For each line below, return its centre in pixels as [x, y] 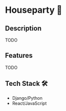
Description [23, 28]
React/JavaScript [29, 103]
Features [19, 55]
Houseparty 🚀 [34, 10]
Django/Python [27, 98]
